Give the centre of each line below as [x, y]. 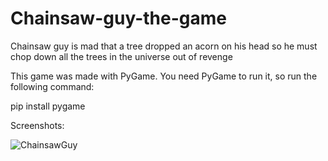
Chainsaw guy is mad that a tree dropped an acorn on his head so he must [164, 46]
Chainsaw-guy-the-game [118, 18]
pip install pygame [48, 106]
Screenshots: [37, 125]
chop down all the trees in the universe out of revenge [121, 56]
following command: [52, 86]
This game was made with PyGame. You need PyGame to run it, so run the [164, 76]
